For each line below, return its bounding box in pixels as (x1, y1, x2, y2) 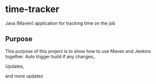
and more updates (5, 73, 43, 79)
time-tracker (5, 4, 60, 15)
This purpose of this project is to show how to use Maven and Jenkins (5, 48, 151, 54)
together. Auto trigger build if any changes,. (5, 53, 96, 59)
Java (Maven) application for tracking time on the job (5, 20, 116, 26)
